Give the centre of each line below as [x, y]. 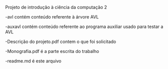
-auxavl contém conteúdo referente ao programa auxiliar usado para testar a [84, 26]
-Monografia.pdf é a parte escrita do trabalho [52, 51]
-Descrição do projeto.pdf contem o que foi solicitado [61, 41]
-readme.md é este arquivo [33, 61]
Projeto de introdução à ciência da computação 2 [56, 7]
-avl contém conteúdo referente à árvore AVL [52, 17]
